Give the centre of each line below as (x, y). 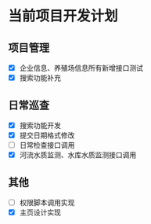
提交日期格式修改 (47, 135)
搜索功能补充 (40, 78)
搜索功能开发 (40, 125)
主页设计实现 (40, 212)
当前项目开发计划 (63, 16)
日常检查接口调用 (47, 145)
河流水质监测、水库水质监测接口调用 (78, 155)
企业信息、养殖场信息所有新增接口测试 (81, 68)
